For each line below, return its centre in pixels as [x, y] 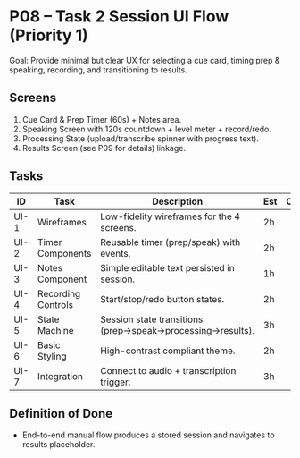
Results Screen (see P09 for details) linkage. [104, 148]
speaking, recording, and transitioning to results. [98, 70]
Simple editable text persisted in [167, 267]
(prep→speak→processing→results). [178, 330]
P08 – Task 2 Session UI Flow [119, 17]
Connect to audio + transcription [168, 370]
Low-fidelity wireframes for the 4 [171, 216]
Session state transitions [152, 319]
